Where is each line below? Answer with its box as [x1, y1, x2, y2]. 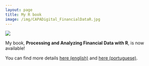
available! [5, 45, 25, 51]
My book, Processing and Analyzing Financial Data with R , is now [5, 40, 144, 46]
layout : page [5, 7, 33, 13]
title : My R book [5, 12, 42, 17]
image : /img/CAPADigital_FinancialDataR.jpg [5, 17, 101, 22]
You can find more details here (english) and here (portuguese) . [5, 55, 138, 61]
